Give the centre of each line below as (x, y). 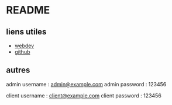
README (28, 10)
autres (18, 70)
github (22, 52)
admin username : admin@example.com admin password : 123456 (86, 84)
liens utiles (26, 32)
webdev (24, 45)
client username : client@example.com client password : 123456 (84, 95)
